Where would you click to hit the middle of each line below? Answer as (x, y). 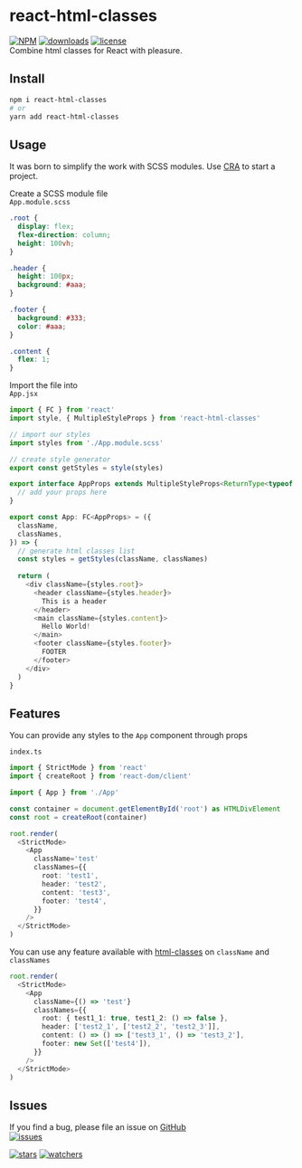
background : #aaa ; (52, 285)
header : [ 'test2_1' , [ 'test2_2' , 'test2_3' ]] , (131, 1027)
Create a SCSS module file (59, 194)
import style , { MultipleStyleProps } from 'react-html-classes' (135, 418)
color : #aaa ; (42, 327)
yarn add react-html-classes (64, 117)
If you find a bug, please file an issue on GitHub (98, 1127)
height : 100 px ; (46, 277)
